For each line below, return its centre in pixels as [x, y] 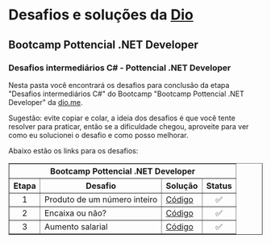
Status [219, 186]
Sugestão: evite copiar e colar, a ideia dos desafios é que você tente [122, 118]
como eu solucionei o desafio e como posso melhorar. [98, 135]
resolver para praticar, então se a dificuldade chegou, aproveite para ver [129, 126]
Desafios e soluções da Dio [101, 15]
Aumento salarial [76, 226]
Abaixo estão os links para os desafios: [73, 150]
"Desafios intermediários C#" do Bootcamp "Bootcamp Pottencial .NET [126, 94]
